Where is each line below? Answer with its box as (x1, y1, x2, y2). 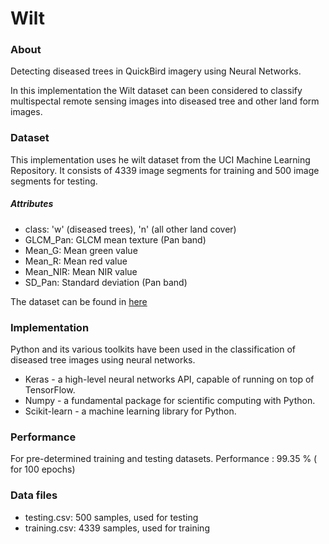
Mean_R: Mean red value (24, 255, 128, 267)
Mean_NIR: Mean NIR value (24, 265, 138, 277)
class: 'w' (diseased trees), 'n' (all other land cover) (24, 223, 237, 235)
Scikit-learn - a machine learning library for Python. (24, 405, 237, 417)
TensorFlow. (24, 384, 76, 396)
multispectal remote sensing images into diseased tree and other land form (10, 95, 320, 107)
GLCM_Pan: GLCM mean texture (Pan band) (24, 233, 207, 246)
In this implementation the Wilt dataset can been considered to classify (10, 85, 303, 97)
